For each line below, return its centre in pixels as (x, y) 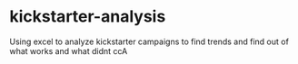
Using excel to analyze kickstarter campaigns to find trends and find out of (149, 41)
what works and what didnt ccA (69, 50)
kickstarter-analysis (88, 17)
